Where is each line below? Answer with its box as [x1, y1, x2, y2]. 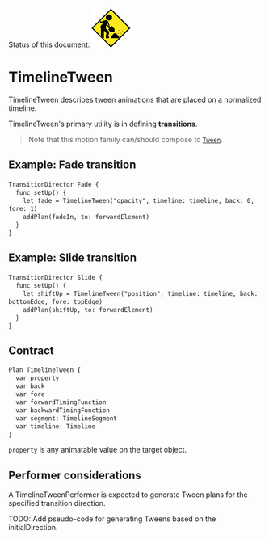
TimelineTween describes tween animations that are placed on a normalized [8, 95, 262, 104]
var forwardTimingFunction [15, 398, 107, 406]
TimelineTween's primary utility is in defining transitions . [8, 119, 198, 128]
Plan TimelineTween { [8, 366, 82, 374]
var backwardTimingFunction [15, 406, 111, 415]
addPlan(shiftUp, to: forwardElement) [23, 305, 153, 314]
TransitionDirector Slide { [8, 273, 103, 281]
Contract [8, 343, 54, 357]
